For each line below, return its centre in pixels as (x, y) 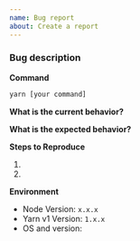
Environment (34, 191)
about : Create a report (54, 26)
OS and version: (52, 228)
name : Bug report (42, 18)
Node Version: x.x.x (61, 208)
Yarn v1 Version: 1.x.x (64, 218)
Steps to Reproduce (47, 147)
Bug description (45, 58)
